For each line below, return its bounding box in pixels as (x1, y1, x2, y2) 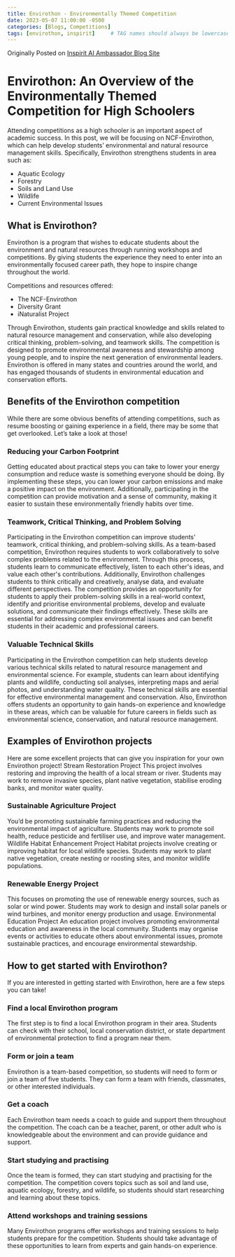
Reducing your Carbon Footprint (7, 446, 120, 456)
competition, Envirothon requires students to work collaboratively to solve (7, 548, 220, 556)
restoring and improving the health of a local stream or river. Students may (7, 769, 222, 777)
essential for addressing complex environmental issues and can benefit (7, 615, 213, 623)
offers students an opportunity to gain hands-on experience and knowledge (7, 700, 226, 709)
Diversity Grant (17, 302, 62, 311)
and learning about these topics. (7, 1193, 101, 1202)
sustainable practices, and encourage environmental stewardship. (7, 939, 197, 948)
